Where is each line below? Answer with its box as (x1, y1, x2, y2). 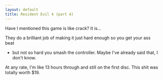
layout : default (5, 7, 38, 12)
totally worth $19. (5, 69, 40, 75)
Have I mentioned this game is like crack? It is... (5, 25, 102, 31)
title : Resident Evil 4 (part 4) (5, 12, 74, 17)
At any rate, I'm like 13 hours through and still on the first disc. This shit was (5, 64, 159, 70)
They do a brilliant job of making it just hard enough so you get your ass (5, 35, 151, 41)
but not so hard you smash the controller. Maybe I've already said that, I (12, 50, 158, 55)
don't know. (12, 54, 36, 60)
